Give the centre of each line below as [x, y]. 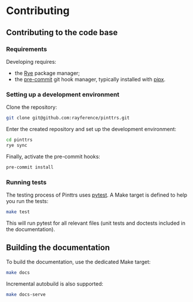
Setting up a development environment [63, 94]
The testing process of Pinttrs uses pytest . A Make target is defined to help [97, 195]
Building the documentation [58, 248]
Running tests [26, 182]
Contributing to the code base [62, 32]
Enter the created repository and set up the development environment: [91, 129]
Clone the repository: [32, 107]
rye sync [17, 145]
